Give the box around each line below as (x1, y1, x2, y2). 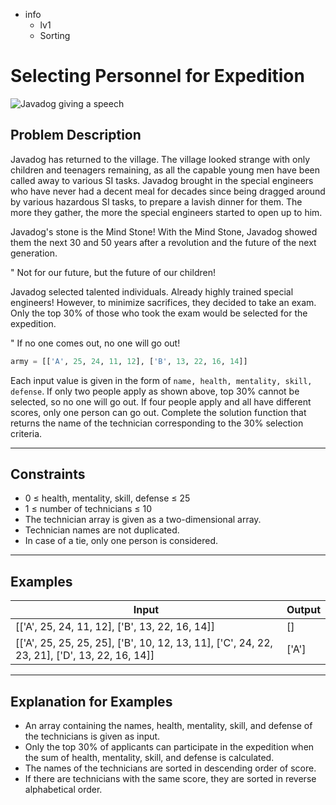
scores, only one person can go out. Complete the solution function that (10, 406, 307, 418)
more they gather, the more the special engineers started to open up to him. (10, 206, 323, 218)
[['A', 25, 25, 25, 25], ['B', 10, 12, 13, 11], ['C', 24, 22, (15, 636, 273, 650)
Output (286, 603, 321, 617)
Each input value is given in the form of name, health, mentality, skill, (10, 374, 313, 386)
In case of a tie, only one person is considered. (24, 535, 219, 547)
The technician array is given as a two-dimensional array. (24, 514, 262, 526)
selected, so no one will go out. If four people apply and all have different (10, 395, 312, 408)
